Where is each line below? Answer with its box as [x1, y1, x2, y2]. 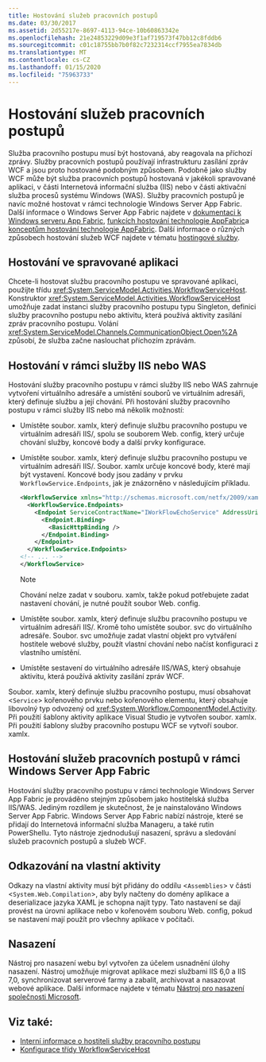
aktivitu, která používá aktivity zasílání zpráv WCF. [19, 671, 185, 680]
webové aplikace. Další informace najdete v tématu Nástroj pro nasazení [8, 983, 245, 994]
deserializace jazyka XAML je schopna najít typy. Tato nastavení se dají [8, 897, 241, 907]
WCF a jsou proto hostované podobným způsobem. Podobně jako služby [8, 165, 247, 175]
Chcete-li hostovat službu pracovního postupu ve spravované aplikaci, [8, 277, 239, 286]
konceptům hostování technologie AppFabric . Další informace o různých [8, 224, 245, 234]
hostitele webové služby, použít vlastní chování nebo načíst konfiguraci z [19, 639, 259, 649]
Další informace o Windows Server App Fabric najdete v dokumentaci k [8, 207, 242, 217]
